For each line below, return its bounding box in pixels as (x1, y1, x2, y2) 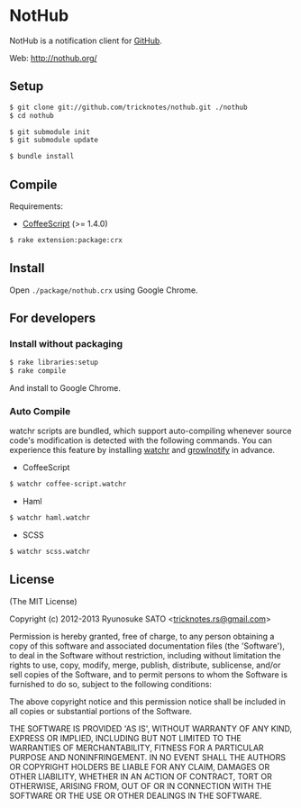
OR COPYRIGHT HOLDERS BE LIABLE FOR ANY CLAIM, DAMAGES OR (9, 761, 270, 772)
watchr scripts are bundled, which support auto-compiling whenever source (9, 425, 293, 437)
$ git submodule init (9, 127, 91, 136)
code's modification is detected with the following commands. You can (9, 435, 273, 446)
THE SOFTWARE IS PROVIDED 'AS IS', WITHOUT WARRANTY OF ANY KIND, (9, 722, 293, 734)
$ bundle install (9, 152, 75, 161)
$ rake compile (9, 367, 67, 376)
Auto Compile (9, 404, 71, 417)
